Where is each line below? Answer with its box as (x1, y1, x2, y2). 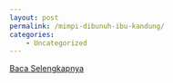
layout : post (9, 13, 59, 23)
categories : (9, 30, 55, 39)
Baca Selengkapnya (9, 63, 85, 74)
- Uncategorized (25, 38, 88, 48)
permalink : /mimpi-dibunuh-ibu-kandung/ (9, 22, 166, 31)
